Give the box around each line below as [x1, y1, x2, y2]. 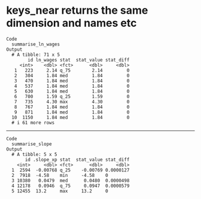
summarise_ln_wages [11, 41, 60, 47]
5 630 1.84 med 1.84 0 [14, 88, 130, 94]
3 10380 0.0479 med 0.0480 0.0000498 [11, 177, 130, 183]
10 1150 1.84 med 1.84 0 [11, 114, 130, 120]
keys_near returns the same [6, 4, 148, 17]
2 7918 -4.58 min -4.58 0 [11, 172, 109, 178]
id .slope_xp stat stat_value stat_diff [25, 157, 130, 163]
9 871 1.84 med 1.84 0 [14, 109, 130, 115]
